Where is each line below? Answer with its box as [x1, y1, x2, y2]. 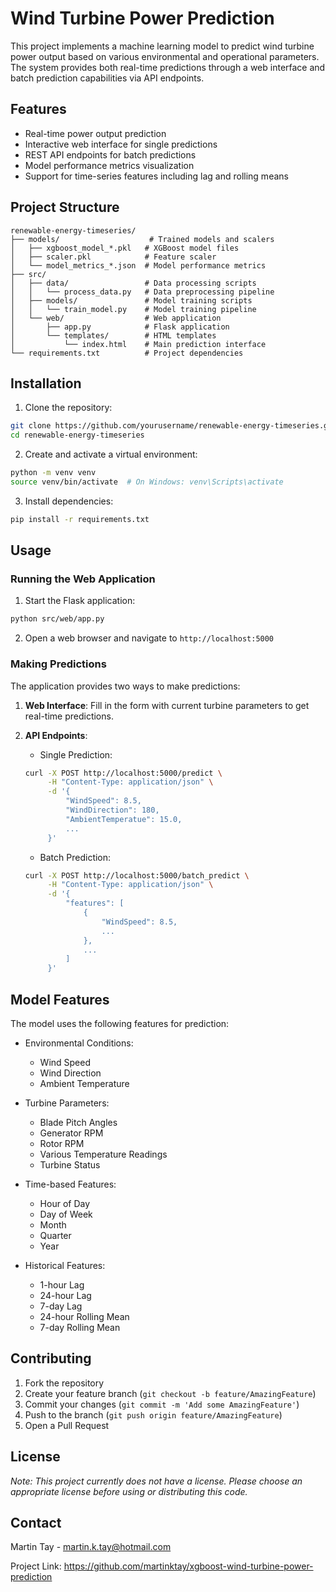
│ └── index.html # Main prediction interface [10, 339, 267, 349]
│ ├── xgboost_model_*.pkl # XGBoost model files [10, 243, 240, 253]
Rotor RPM [39, 1138, 85, 1150]
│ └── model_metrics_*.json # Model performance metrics [10, 260, 267, 271]
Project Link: [10, 1560, 62, 1572]
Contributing [10, 1350, 92, 1367]
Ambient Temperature [39, 1078, 130, 1090]
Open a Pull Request [24, 1419, 110, 1431]
